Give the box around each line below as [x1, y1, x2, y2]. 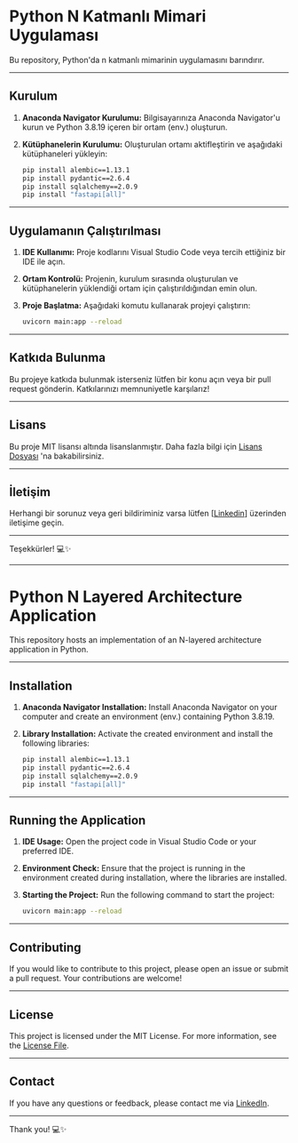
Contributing [9, 939, 82, 955]
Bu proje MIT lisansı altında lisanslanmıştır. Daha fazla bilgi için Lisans [9, 441, 263, 452]
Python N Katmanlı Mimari [9, 6, 207, 27]
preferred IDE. [21, 846, 74, 857]
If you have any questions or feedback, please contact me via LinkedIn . [9, 1098, 270, 1108]
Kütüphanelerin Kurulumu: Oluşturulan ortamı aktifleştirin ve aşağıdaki [21, 139, 283, 149]
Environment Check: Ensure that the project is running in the [21, 863, 246, 874]
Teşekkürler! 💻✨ [9, 544, 72, 555]
